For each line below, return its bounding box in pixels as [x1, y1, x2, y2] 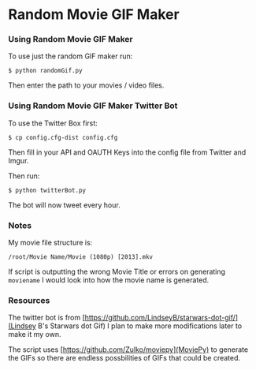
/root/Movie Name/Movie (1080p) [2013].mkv [8, 253, 154, 261]
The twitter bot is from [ [8, 313, 85, 323]
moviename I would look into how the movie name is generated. [8, 275, 210, 285]
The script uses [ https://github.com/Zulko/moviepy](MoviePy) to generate [8, 345, 249, 354]
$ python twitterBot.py [8, 186, 87, 194]
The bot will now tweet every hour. [8, 200, 121, 210]
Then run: [8, 171, 40, 181]
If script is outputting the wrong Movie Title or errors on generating [8, 267, 226, 277]
